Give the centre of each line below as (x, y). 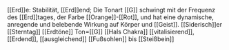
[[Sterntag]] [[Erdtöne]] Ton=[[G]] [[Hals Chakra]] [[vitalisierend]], (101, 32)
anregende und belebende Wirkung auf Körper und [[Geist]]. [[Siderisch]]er (115, 24)
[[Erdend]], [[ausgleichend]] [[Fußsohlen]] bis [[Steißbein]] (91, 39)
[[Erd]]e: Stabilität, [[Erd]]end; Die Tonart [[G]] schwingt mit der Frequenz (111, 10)
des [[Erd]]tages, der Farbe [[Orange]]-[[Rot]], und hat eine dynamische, (110, 17)
